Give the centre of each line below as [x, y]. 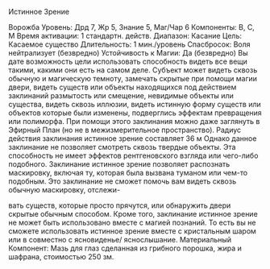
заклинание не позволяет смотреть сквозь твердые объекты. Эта [122, 147]
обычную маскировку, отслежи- [64, 190]
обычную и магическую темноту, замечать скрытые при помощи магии [133, 79]
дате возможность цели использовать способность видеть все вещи [128, 61]
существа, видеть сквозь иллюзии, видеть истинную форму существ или [135, 104]
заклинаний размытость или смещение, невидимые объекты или [121, 95]
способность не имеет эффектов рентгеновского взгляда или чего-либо [133, 155]
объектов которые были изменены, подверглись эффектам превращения [135, 113]
